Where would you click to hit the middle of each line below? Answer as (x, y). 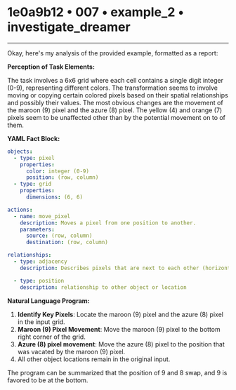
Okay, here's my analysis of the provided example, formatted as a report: (113, 53)
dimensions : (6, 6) (54, 197)
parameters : (37, 229)
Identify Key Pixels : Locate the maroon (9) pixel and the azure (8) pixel (120, 314)
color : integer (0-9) (58, 171)
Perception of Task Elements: (51, 67)
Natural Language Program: (48, 301)
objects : (20, 152)
